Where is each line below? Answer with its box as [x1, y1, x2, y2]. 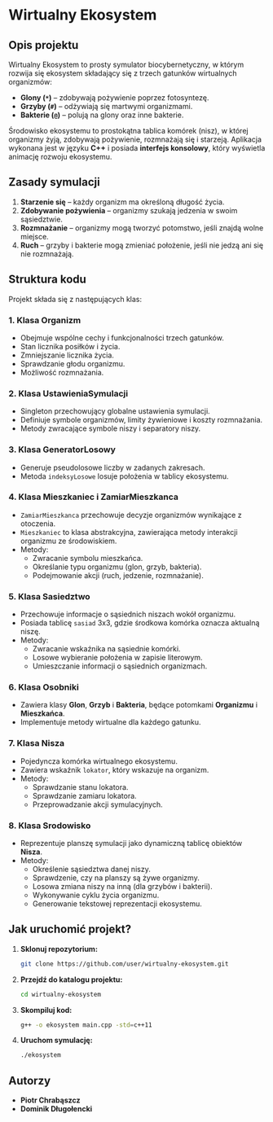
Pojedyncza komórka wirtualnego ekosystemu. [20, 756, 178, 766]
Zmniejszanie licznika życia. [20, 350, 114, 360]
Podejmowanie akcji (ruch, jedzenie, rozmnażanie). [32, 570, 204, 580]
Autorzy [8, 1073, 51, 1088]
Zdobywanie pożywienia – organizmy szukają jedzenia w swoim [20, 205, 238, 215]
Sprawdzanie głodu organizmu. [20, 358, 125, 368]
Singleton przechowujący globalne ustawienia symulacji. [20, 406, 210, 416]
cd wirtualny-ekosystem [20, 990, 102, 998]
